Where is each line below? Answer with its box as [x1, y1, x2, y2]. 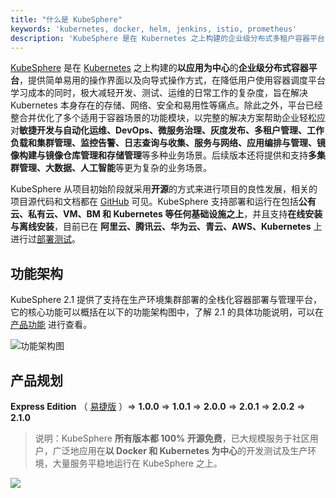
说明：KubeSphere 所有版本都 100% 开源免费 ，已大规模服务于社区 [34, 432, 310, 444]
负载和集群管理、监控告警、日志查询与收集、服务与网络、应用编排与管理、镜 [10, 137, 326, 149]
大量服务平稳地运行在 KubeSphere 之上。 [52, 457, 223, 469]
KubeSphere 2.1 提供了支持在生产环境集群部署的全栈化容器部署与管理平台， [10, 294, 323, 306]
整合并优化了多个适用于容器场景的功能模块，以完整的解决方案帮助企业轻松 [10, 112, 317, 124]
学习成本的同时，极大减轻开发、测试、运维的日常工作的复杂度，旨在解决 [10, 87, 308, 99]
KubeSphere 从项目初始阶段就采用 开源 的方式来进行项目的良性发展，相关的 [10, 183, 318, 195]
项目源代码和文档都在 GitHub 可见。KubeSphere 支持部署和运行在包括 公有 [10, 196, 317, 208]
